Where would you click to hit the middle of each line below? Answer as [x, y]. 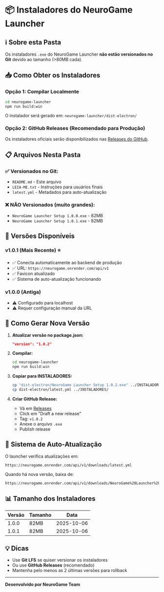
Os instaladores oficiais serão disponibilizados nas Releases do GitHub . [77, 139]
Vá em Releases [36, 408]
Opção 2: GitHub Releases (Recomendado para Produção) [75, 128]
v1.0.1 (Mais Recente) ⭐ [33, 250]
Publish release [35, 429]
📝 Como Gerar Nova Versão [47, 323]
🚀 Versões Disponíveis [40, 236]
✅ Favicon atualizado [33, 274]
